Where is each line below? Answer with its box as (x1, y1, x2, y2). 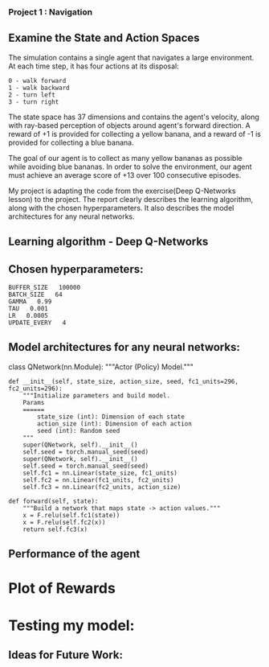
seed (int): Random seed (37, 426, 120, 434)
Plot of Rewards (8, 579, 116, 598)
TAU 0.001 (8, 304, 48, 312)
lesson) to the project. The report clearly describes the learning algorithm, (8, 194, 254, 204)
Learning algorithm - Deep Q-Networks (8, 235, 209, 249)
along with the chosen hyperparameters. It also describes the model (8, 203, 234, 212)
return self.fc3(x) (22, 525, 88, 533)
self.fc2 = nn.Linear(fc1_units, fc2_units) (22, 476, 174, 484)
